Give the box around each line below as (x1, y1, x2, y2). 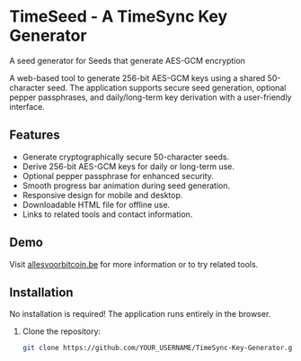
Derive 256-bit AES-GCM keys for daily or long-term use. (22, 160, 235, 172)
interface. (9, 101, 45, 112)
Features (9, 128, 60, 143)
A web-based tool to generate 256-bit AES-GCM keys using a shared (9, 72, 266, 83)
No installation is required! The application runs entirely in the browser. (9, 309, 271, 320)
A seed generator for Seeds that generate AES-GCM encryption (9, 55, 245, 66)
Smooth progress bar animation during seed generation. (22, 180, 231, 191)
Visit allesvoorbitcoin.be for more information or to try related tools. (9, 258, 259, 269)
